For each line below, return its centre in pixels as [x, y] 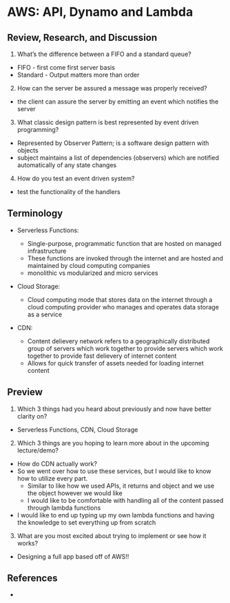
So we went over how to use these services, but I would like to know [114, 471]
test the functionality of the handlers [69, 192]
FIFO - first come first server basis [66, 67]
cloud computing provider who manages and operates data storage [123, 307]
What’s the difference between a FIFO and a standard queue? [104, 54]
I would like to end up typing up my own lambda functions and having [116, 515]
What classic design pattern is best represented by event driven [108, 122]
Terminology [35, 214]
